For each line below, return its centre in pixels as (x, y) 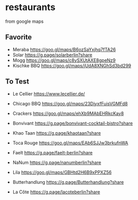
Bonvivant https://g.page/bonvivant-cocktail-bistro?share (73, 123)
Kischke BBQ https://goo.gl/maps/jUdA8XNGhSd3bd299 (72, 65)
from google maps (25, 21)
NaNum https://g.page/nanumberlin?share (57, 162)
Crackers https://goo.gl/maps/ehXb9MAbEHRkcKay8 (68, 113)
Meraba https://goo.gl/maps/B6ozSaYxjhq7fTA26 (64, 49)
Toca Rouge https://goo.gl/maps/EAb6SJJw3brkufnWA (70, 143)
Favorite (19, 37)
